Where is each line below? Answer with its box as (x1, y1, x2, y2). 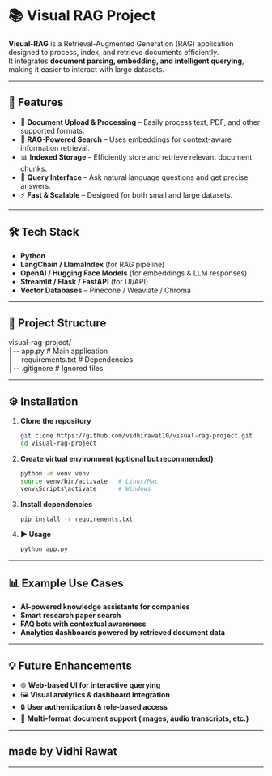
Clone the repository (19, 416, 91, 426)
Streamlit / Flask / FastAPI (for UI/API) (19, 276, 149, 286)
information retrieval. (19, 143, 91, 152)
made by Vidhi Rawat (8, 744, 117, 758)
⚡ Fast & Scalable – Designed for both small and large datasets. (19, 190, 233, 199)
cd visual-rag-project (19, 439, 97, 448)
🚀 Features (8, 96, 64, 109)
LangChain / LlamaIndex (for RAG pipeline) (19, 259, 165, 269)
